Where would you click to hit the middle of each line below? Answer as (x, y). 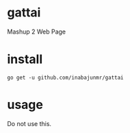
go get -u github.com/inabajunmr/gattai (66, 77)
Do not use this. (29, 123)
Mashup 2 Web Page (37, 32)
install (25, 59)
